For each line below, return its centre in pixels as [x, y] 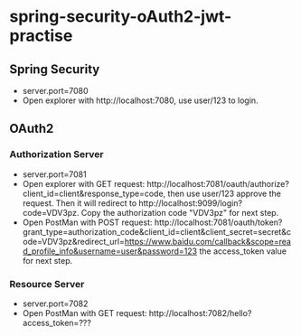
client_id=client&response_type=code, [94, 193]
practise [41, 36]
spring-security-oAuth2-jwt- [121, 17]
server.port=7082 [55, 303]
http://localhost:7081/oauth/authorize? [218, 183]
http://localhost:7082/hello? [200, 313]
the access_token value [243, 251]
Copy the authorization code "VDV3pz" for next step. [180, 212]
